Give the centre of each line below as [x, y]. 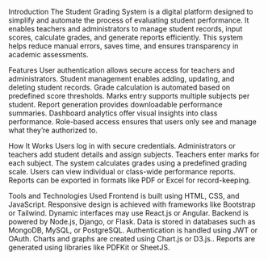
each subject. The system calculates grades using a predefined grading [128, 163]
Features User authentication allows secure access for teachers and [122, 70]
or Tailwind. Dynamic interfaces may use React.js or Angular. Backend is [128, 213]
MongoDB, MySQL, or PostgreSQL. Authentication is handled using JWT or [133, 230]
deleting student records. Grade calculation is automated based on [119, 87]
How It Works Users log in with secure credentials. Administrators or [122, 146]
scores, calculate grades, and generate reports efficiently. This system [126, 37]
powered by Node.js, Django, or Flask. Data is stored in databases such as [132, 222]
